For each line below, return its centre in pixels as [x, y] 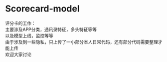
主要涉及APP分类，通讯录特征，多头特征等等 [51, 29]
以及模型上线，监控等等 [29, 35]
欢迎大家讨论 [18, 54]
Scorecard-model [42, 9]
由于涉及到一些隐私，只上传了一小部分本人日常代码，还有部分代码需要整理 [82, 42]
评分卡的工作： [20, 23]
